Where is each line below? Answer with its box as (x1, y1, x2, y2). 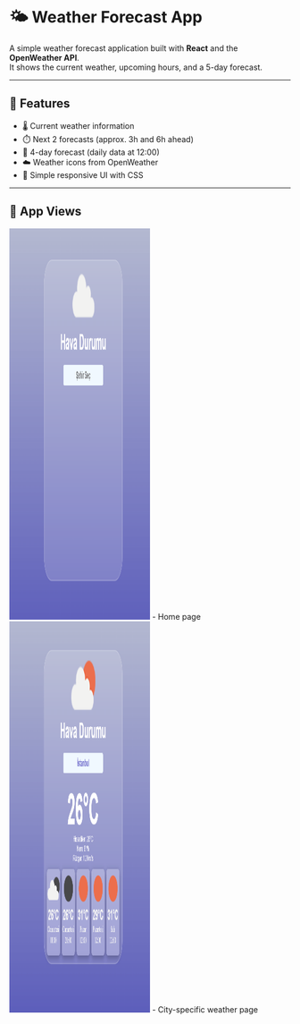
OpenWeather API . (9, 52, 80, 63)
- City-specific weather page (151, 1003, 259, 1015)
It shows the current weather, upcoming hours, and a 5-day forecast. (9, 62, 263, 72)
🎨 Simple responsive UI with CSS (21, 169, 144, 180)
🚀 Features (9, 96, 71, 112)
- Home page (151, 611, 201, 622)
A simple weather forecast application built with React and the (9, 42, 238, 54)
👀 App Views (9, 204, 82, 219)
